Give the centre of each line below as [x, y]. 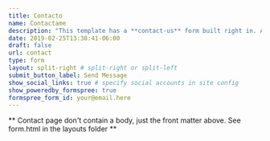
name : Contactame [37, 23]
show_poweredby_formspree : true [62, 90]
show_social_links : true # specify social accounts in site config [124, 83]
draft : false [30, 46]
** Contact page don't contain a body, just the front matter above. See [125, 120]
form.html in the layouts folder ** [63, 129]
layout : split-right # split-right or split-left [93, 68]
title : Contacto [35, 16]
